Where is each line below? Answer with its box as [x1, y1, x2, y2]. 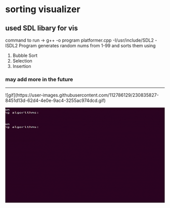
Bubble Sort [12, 52, 38, 58]
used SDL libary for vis [5, 24, 78, 32]
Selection [12, 58, 33, 64]
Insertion [12, 63, 31, 69]
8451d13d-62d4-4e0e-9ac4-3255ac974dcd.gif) [5, 97, 106, 103]
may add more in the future [5, 76, 73, 83]
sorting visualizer [5, 4, 80, 15]
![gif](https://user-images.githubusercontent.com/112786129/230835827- [5, 92, 159, 98]
